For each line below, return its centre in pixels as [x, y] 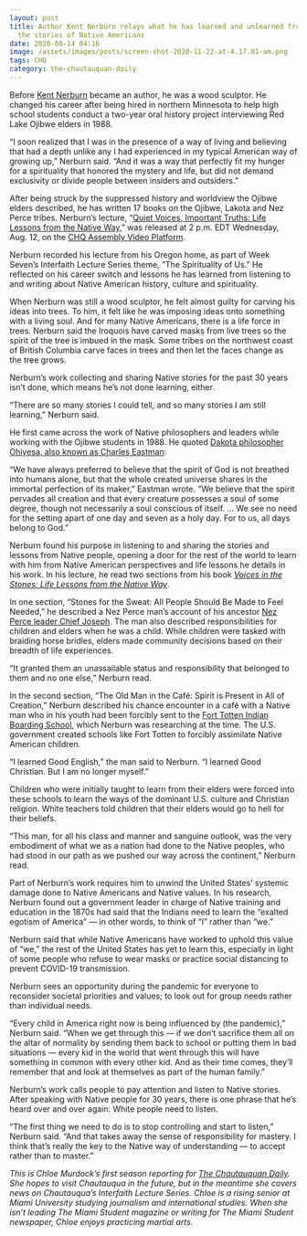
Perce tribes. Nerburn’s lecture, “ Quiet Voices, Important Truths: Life [138, 217]
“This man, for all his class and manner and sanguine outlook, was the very [151, 836]
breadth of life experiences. [62, 650]
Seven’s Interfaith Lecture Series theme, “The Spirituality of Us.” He [136, 264]
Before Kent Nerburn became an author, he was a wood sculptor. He [138, 95]
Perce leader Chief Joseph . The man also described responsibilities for [143, 621]
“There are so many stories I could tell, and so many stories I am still [138, 405]
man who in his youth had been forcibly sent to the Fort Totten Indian [139, 714]
